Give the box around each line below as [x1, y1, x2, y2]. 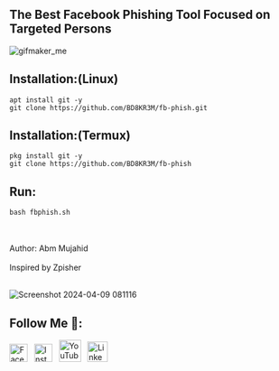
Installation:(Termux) [9, 128, 131, 144]
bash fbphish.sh [9, 208, 70, 218]
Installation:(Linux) [9, 71, 119, 87]
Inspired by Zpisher [9, 262, 82, 274]
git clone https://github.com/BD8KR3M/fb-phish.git [9, 103, 208, 112]
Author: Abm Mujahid [9, 243, 88, 254]
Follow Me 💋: [9, 315, 83, 330]
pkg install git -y [9, 152, 83, 161]
